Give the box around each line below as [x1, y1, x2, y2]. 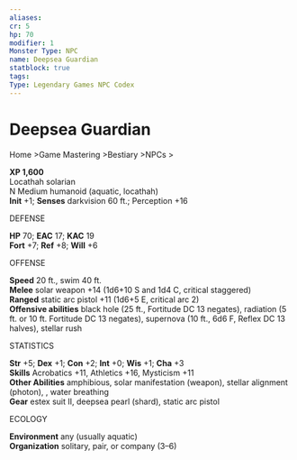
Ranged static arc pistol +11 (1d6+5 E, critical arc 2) [9, 294, 200, 305]
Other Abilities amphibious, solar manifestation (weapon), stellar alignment [9, 376, 288, 388]
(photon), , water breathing [9, 386, 110, 397]
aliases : [9, 13, 42, 23]
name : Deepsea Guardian [9, 55, 99, 64]
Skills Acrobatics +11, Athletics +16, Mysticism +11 [9, 367, 194, 378]
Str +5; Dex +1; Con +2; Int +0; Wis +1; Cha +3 [9, 357, 184, 368]
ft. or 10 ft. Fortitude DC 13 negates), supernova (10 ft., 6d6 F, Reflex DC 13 [9, 313, 286, 324]
